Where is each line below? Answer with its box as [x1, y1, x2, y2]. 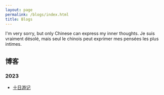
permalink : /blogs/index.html [5, 12, 69, 17]
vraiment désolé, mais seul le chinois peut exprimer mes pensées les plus [5, 36, 159, 42]
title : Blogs [5, 17, 33, 22]
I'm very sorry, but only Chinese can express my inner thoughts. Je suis [5, 31, 155, 37]
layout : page [5, 7, 33, 13]
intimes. [5, 41, 22, 47]
